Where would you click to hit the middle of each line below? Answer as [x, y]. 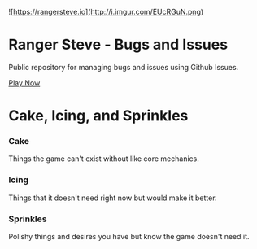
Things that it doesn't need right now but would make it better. [113, 198]
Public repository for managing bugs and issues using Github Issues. [124, 67]
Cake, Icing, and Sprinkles [98, 116]
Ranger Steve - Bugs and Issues [118, 45]
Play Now [24, 83]
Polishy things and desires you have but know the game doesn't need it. [129, 237]
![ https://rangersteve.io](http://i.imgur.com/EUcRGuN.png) [106, 12]
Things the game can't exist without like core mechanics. [104, 159]
